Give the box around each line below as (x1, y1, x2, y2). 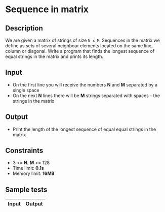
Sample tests (5, 185, 48, 194)
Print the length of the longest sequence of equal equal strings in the (12, 126, 156, 132)
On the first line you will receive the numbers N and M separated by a (12, 81, 158, 87)
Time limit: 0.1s (12, 165, 44, 171)
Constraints (5, 146, 44, 155)
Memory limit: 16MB (12, 170, 55, 176)
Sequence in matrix (5, 4, 89, 15)
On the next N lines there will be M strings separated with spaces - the (12, 93, 160, 99)
